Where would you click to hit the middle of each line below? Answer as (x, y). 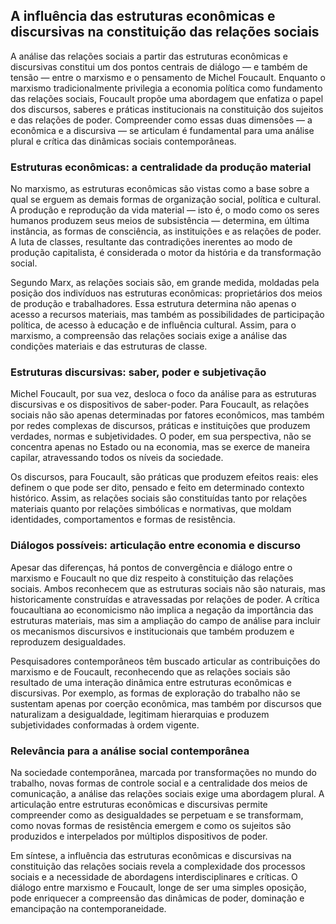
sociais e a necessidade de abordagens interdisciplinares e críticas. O (154, 877)
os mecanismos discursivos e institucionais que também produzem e (152, 631)
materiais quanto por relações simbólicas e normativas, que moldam (151, 509)
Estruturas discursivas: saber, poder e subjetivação (138, 372)
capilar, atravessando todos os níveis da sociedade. (117, 458)
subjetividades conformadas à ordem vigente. (105, 725)
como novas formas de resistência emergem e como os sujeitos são (151, 825)
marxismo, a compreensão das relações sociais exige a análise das (149, 336)
